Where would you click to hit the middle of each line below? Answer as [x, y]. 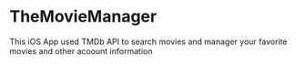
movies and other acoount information [81, 50]
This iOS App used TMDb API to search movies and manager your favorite [148, 41]
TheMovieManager [83, 17]
